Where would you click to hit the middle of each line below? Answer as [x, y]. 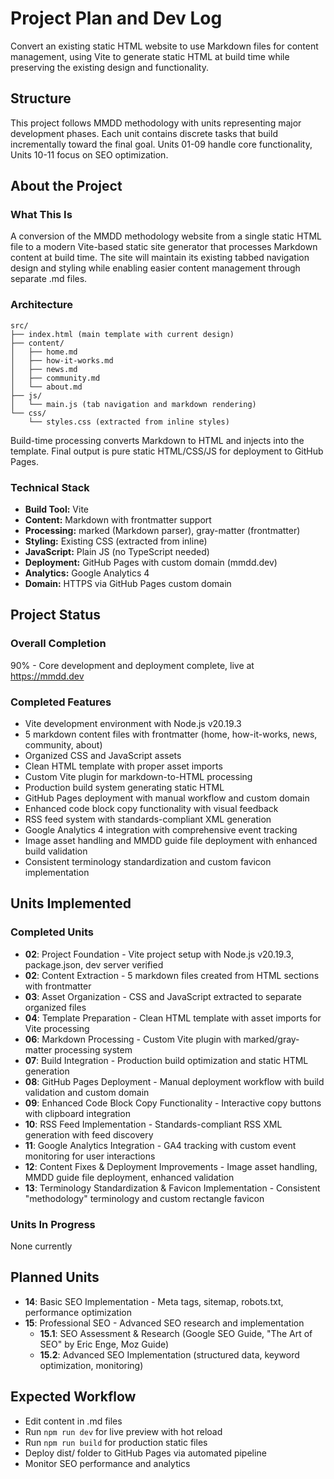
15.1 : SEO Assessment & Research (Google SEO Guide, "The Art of [176, 1333]
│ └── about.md [46, 387]
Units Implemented [71, 903]
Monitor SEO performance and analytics [107, 1463]
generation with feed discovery [89, 1134]
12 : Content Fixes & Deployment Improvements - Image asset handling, [171, 1166]
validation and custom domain [87, 1092]
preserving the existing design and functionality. [109, 67]
